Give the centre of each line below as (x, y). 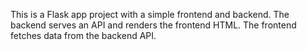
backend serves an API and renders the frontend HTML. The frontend (153, 25)
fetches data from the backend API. (83, 35)
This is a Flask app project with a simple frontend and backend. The (150, 14)
